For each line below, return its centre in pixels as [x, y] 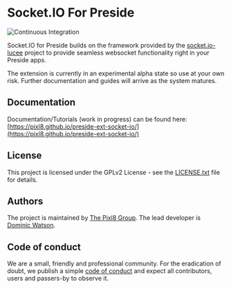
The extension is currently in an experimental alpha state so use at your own [116, 73]
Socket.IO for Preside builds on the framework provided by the [96, 45]
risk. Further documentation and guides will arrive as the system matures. [112, 80]
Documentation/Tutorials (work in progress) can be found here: [97, 119]
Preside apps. [27, 59]
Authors [25, 201]
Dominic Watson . [31, 225]
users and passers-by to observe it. [58, 279]
